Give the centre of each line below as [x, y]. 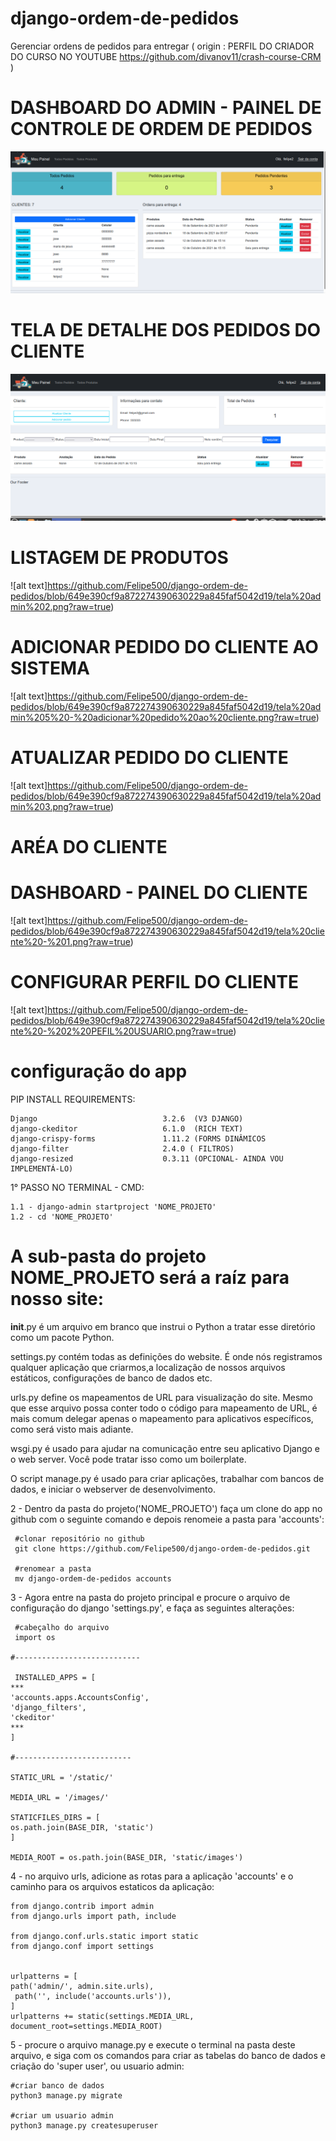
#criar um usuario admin [62, 2115]
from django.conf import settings [82, 1946]
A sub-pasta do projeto [108, 1256]
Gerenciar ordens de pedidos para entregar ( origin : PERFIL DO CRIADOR [162, 46]
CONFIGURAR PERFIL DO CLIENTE [154, 982]
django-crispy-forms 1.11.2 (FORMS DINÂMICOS [138, 1138]
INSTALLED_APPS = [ [55, 1677]
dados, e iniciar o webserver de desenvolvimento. [113, 1489]
